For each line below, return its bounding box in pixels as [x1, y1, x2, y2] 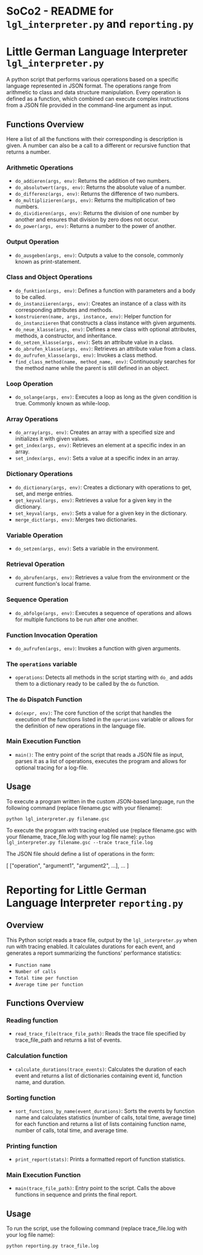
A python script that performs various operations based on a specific [6, 76, 179, 83]
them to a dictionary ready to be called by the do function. [15, 680, 159, 687]
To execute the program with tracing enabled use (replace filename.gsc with [6, 827, 197, 834]
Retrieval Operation [6, 560, 65, 568]
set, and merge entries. [15, 490, 74, 497]
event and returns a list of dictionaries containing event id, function [15, 1071, 183, 1079]
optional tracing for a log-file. [15, 764, 88, 771]
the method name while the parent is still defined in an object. [15, 364, 170, 371]
